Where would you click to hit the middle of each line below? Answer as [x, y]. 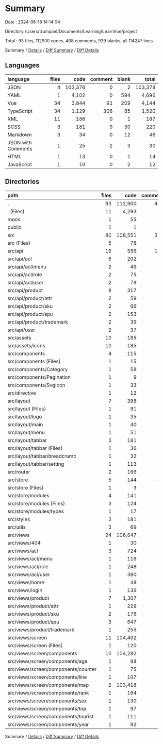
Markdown [20, 135]
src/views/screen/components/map [48, 685]
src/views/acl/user [29, 575]
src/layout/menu [26, 432]
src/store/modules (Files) [36, 503]
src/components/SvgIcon [36, 385]
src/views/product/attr [33, 606]
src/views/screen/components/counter [52, 669]
